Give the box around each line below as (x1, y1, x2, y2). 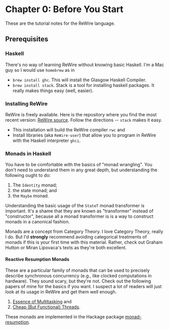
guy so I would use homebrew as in (5, 67, 75, 73)
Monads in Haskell (5, 150, 51, 157)
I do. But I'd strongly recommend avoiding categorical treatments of (5, 234, 147, 240)
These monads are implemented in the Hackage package (5, 314, 125, 320)
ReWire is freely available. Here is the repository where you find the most (5, 111, 157, 117)
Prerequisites (5, 35, 48, 43)
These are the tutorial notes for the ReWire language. (5, 20, 116, 26)
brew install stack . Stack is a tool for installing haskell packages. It (12, 82, 155, 88)
